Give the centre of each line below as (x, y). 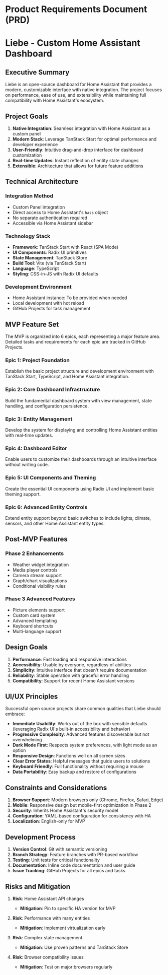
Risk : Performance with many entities (51, 918)
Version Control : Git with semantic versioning (60, 849)
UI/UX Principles (32, 697)
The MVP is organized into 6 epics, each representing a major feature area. (83, 336)
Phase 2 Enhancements (35, 553)
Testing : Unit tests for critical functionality (56, 860)
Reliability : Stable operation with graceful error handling (71, 675)
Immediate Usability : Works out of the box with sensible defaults (80, 724)
